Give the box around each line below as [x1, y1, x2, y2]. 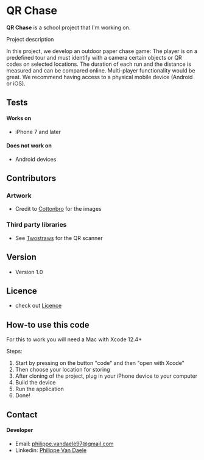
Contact [6, 409, 38, 420]
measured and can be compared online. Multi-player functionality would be [6, 66, 195, 74]
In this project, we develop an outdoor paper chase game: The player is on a [6, 47, 198, 55]
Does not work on [6, 142, 52, 149]
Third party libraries [6, 221, 67, 229]
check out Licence [15, 302, 62, 310]
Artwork [6, 191, 32, 200]
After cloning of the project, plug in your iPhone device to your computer [15, 372, 198, 380]
